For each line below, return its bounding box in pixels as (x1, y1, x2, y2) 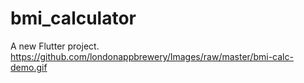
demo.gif (10, 61, 48, 73)
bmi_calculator (10, 7, 137, 30)
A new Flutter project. (10, 40, 100, 52)
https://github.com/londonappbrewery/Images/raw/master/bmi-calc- (10, 50, 294, 62)
